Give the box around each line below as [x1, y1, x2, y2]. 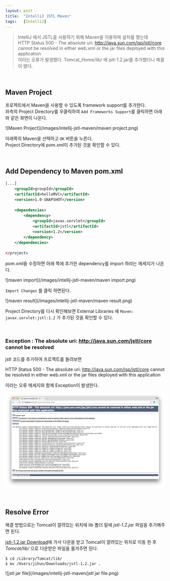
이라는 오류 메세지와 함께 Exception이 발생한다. [5, 382, 99, 388]
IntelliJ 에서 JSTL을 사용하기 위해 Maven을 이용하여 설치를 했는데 [17, 34, 148, 40]
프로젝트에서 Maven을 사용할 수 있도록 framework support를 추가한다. [5, 102, 146, 108]
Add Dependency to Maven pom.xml [5, 167, 123, 176]
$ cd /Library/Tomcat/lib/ [5, 556, 62, 562]
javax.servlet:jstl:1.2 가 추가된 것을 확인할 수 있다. [5, 314, 113, 321]
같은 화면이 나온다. [10, 115, 47, 121]
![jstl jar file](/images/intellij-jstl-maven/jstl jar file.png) [5, 570, 119, 576]
